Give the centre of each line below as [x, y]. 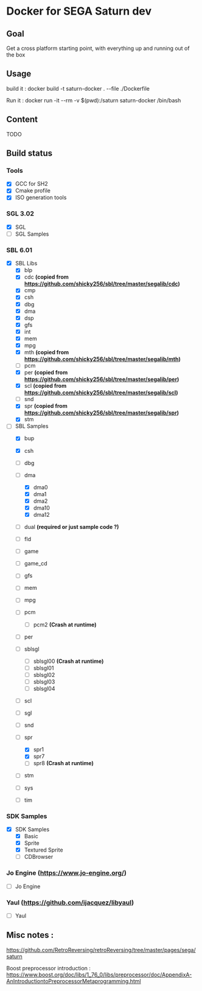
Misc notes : [30, 935]
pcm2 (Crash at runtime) [65, 625]
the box [16, 55]
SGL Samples [32, 234]
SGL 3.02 [20, 214]
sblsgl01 [44, 668]
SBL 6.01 [19, 250]
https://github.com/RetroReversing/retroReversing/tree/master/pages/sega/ [101, 950]
